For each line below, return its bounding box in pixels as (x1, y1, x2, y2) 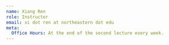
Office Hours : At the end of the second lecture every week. (11, 30, 164, 36)
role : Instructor (6, 14, 49, 20)
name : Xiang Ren (6, 8, 46, 15)
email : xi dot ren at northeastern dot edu (6, 19, 114, 25)
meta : (6, 25, 19, 31)
